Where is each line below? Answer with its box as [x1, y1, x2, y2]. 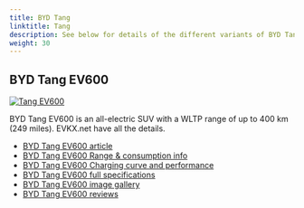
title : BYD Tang [9, 13, 71, 23]
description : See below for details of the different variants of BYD [9, 30, 281, 39]
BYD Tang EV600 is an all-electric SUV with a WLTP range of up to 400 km [9, 114, 289, 125]
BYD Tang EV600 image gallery [22, 179, 140, 190]
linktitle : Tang [9, 22, 71, 31]
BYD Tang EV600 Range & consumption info [22, 150, 188, 161]
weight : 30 [9, 38, 51, 48]
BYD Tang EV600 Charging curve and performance [22, 160, 214, 171]
